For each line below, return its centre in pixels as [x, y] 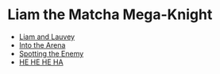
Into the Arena [42, 45]
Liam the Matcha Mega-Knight [110, 15]
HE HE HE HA [41, 62]
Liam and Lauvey [47, 37]
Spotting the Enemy [51, 53]
